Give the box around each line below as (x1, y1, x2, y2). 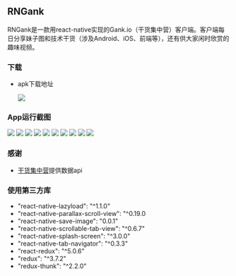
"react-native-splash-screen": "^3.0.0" (17, 232, 131, 240)
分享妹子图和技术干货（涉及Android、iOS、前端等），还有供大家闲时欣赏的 (13, 34, 230, 42)
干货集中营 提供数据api (17, 166, 83, 174)
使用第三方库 (7, 185, 52, 195)
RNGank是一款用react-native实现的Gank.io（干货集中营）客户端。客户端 (7, 25, 219, 34)
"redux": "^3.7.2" (17, 254, 67, 263)
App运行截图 (7, 112, 52, 122)
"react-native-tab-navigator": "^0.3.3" (17, 239, 129, 248)
